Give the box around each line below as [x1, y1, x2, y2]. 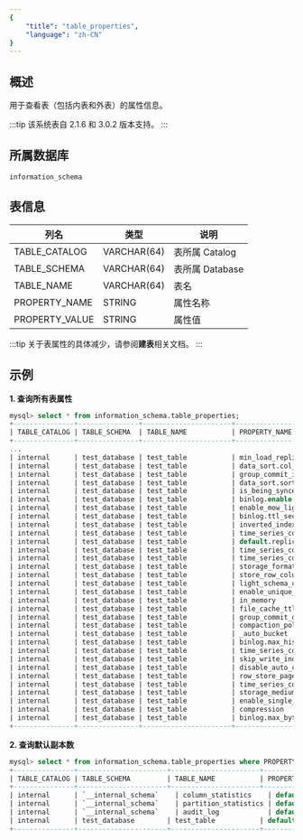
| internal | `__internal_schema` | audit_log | [9, 807, 272, 817]
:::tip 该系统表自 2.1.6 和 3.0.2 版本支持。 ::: [9, 119, 169, 130]
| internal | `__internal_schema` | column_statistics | [9, 791, 272, 800]
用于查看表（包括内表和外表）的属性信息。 [9, 100, 168, 111]
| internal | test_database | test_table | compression [9, 705, 284, 714]
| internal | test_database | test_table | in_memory [9, 595, 277, 605]
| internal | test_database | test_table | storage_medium [9, 688, 297, 697]
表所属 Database [173, 263, 244, 275]
